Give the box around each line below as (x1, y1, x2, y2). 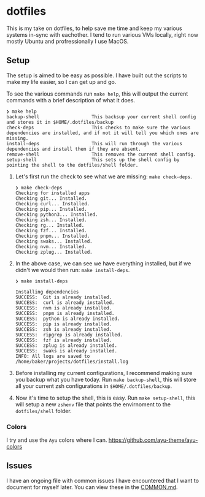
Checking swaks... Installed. (15, 238, 93, 245)
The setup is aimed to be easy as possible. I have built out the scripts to (6, 72, 188, 79)
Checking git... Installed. (15, 195, 87, 202)
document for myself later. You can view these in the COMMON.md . (6, 483, 178, 491)
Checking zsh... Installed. (15, 216, 87, 223)
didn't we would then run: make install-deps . (15, 266, 130, 273)
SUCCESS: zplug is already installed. (15, 342, 118, 349)
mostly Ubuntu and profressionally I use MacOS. (6, 37, 129, 45)
